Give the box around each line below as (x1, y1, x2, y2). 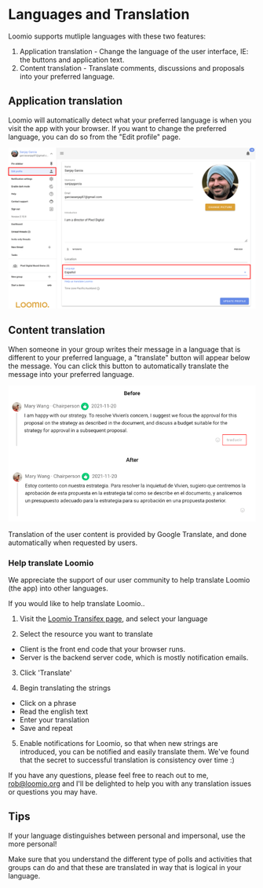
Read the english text (19, 707, 89, 716)
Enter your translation (19, 715, 90, 725)
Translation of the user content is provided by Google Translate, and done (8, 529, 247, 539)
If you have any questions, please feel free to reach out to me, (8, 771, 209, 780)
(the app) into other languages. (8, 583, 108, 594)
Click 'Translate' (19, 668, 72, 678)
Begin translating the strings (19, 683, 111, 692)
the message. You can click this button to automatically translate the (8, 361, 229, 371)
